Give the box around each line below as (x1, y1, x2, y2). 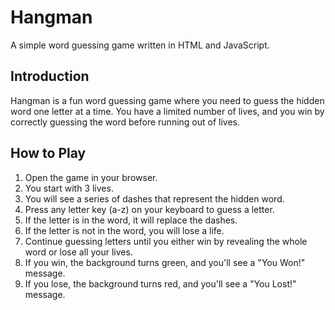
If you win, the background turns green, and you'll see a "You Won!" (24, 256, 306, 268)
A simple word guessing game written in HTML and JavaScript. (10, 39, 270, 51)
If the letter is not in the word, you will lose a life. (24, 224, 225, 236)
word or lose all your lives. (24, 246, 133, 258)
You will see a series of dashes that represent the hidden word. (24, 192, 285, 205)
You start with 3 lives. (24, 182, 114, 194)
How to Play (10, 145, 87, 162)
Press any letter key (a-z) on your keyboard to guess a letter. (24, 203, 275, 215)
